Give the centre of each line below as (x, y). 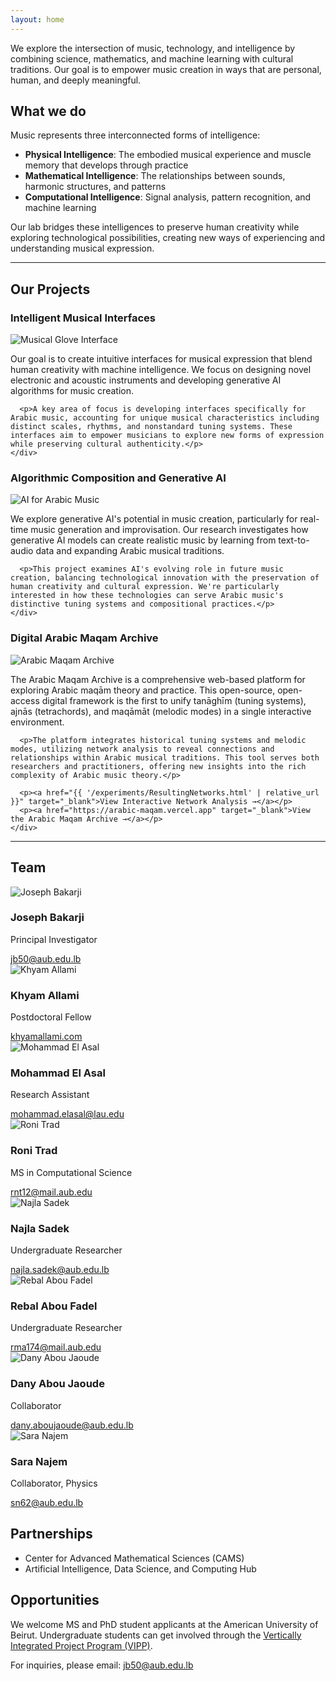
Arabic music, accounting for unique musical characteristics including (165, 418)
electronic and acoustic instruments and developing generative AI (146, 380)
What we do (48, 111)
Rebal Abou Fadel (54, 1306)
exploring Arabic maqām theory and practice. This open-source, (143, 690)
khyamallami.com (46, 1037)
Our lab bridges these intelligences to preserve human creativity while (155, 227)
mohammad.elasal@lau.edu (67, 1114)
